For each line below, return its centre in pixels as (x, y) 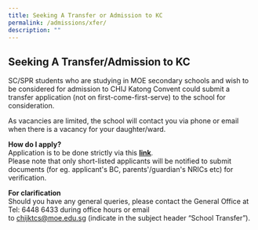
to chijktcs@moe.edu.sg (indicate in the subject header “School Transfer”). (129, 218)
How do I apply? (35, 144)
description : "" (35, 30)
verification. (27, 178)
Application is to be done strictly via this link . (81, 153)
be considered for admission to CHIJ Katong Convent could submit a (119, 89)
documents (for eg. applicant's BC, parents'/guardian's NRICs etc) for (121, 170)
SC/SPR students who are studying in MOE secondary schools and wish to (129, 81)
